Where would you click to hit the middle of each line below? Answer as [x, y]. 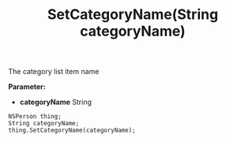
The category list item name [54, 72]
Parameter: [27, 87]
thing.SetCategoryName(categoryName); [72, 131]
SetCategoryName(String [133, 15]
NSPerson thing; [35, 117]
